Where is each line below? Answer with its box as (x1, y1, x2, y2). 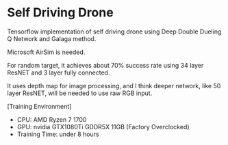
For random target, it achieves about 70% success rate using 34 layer (7, 61, 204, 69)
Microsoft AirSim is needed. (7, 48, 86, 56)
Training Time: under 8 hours (16, 130, 99, 138)
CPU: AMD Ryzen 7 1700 (16, 115, 87, 124)
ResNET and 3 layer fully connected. (7, 68, 110, 77)
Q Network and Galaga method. (7, 34, 97, 42)
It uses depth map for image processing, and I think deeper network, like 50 (7, 81, 221, 90)
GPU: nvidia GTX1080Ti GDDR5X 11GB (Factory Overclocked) (16, 122, 190, 131)
